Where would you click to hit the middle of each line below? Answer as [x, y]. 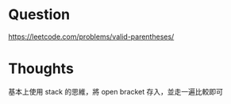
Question [39, 15]
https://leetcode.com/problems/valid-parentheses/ [91, 37]
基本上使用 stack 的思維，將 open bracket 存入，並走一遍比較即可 [116, 91]
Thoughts [41, 69]
